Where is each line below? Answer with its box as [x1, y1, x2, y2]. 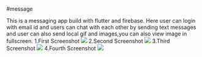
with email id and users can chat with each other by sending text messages [6, 24, 196, 31]
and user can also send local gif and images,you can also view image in [6, 30, 187, 37]
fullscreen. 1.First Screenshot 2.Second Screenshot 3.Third [6, 37, 170, 45]
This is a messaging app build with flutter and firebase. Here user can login [6, 17, 196, 24]
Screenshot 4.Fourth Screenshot [6, 45, 96, 51]
